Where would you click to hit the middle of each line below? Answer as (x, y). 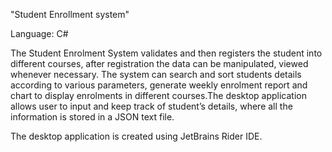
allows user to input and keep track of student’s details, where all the (151, 106)
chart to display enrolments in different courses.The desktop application (158, 95)
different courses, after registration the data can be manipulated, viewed (159, 63)
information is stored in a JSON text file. (92, 117)
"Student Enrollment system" (70, 14)
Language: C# (39, 33)
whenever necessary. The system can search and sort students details (156, 74)
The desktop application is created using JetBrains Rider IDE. (136, 136)
